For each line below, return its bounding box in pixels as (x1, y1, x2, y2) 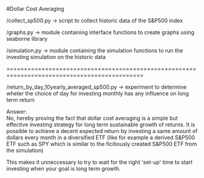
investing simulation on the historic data (6, 53, 106, 60)
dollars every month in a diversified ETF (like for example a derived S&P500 (6, 134, 195, 141)
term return (6, 97, 35, 103)
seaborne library (6, 35, 48, 42)
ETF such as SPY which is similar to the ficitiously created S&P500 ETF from (6, 140, 197, 148)
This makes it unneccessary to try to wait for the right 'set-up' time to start (6, 159, 193, 166)
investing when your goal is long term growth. (6, 165, 121, 172)
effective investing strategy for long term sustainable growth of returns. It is (6, 121, 195, 128)
